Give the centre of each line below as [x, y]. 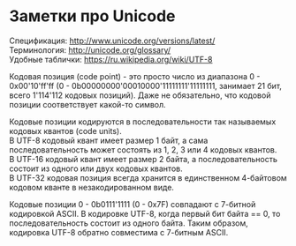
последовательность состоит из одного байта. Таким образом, [129, 223]
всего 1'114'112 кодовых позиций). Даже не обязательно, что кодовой [140, 95]
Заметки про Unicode [92, 16]
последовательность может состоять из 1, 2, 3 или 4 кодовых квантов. [143, 149]
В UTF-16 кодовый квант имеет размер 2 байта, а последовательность [144, 159]
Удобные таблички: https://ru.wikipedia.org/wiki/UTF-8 [111, 59]
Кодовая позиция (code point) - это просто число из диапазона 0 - [135, 76]
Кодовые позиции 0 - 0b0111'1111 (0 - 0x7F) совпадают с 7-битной [133, 204]
